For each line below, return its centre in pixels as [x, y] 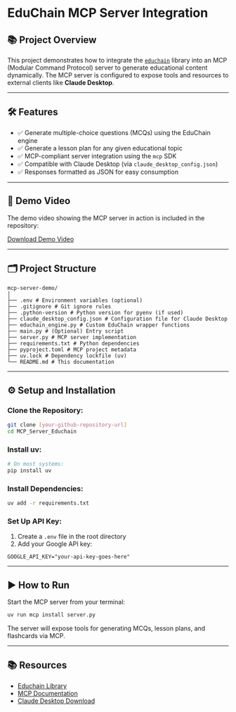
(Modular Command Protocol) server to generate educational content [107, 68]
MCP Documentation [48, 693]
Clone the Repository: [45, 410]
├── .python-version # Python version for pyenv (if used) [96, 313]
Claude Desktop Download [56, 701]
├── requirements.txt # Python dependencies [73, 344]
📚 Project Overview [52, 40]
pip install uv [29, 471]
